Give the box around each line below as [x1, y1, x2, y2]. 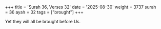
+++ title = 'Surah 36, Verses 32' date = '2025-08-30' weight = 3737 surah [5, 4, 156, 10]
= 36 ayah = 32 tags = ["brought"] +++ [5, 9, 84, 15]
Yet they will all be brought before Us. [5, 19, 81, 24]
